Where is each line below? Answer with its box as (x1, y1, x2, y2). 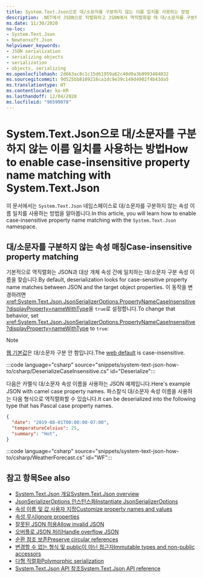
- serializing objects (6, 54, 63, 60)
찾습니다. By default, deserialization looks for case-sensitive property (17, 276, 187, 284)
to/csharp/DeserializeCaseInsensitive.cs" (6, 368, 109, 375)
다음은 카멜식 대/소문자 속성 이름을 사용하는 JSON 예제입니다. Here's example (6, 380, 190, 388)
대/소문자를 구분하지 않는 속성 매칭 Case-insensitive (6, 242, 192, 252)
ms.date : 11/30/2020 (6, 20, 59, 26)
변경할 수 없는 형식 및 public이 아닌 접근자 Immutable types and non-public (14, 543, 195, 550)
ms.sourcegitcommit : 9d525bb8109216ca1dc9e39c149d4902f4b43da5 (6, 76, 169, 82)
